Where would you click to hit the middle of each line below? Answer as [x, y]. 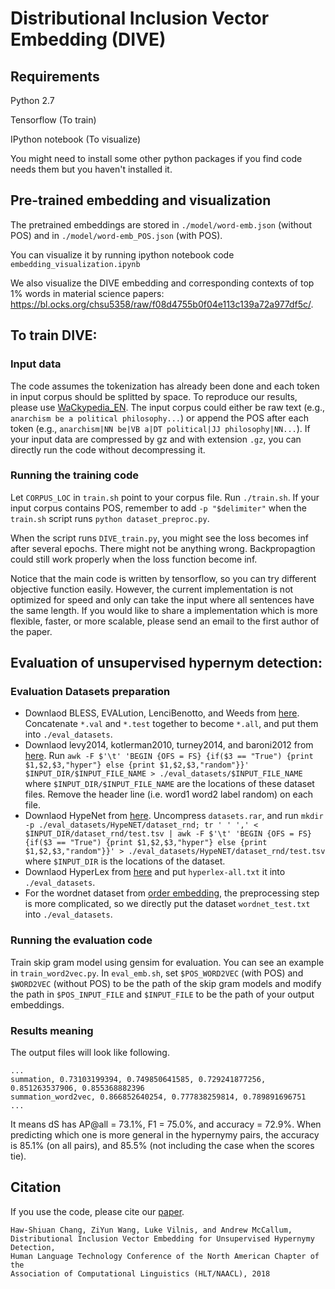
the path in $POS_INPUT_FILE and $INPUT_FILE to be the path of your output [162, 994]
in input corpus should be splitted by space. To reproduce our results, [154, 396]
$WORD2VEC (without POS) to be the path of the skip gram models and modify [166, 983]
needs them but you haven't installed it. [91, 169]
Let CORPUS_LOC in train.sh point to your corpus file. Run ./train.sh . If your [165, 497]
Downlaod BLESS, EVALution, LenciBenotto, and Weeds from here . [162, 713]
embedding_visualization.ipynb [75, 264]
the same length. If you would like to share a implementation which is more [164, 610]
